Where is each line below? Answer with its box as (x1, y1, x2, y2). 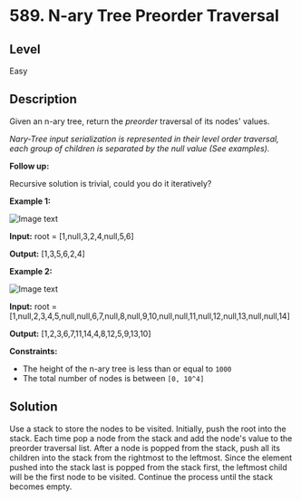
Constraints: (9, 345, 58, 356)
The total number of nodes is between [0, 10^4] (22, 372, 205, 383)
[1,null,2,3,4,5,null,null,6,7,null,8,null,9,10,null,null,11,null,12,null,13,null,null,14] (9, 310, 290, 322)
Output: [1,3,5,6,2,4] (9, 248, 86, 259)
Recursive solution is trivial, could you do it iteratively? (9, 178, 212, 188)
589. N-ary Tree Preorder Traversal (9, 5, 279, 26)
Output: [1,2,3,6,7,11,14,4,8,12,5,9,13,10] (9, 328, 151, 339)
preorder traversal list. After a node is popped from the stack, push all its (9, 442, 281, 453)
